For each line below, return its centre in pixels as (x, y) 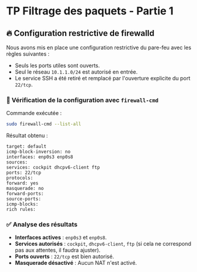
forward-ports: (25, 194)
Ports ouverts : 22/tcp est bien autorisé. (64, 256)
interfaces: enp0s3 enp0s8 (40, 157)
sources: (17, 162)
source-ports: (24, 199)
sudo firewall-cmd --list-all (44, 124)
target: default (26, 147)
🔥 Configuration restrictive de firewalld (80, 33)
